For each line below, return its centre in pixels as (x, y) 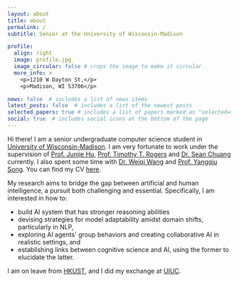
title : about (27, 21)
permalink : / (27, 27)
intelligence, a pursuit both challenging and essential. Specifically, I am (111, 190)
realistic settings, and (49, 242)
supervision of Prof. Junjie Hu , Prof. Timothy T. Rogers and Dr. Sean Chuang (119, 154)
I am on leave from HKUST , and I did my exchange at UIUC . (94, 271)
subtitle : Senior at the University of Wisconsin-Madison (95, 34)
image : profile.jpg (43, 60)
